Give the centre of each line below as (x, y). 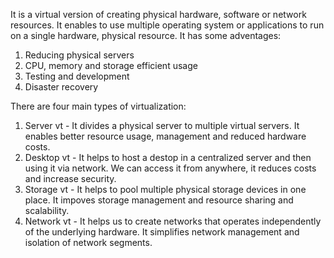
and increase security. (70, 178)
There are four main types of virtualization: (98, 106)
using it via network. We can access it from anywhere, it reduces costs (170, 168)
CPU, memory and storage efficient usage (111, 65)
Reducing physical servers (79, 55)
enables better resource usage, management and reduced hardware (165, 136)
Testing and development (77, 76)
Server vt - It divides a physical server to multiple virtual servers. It (162, 125)
